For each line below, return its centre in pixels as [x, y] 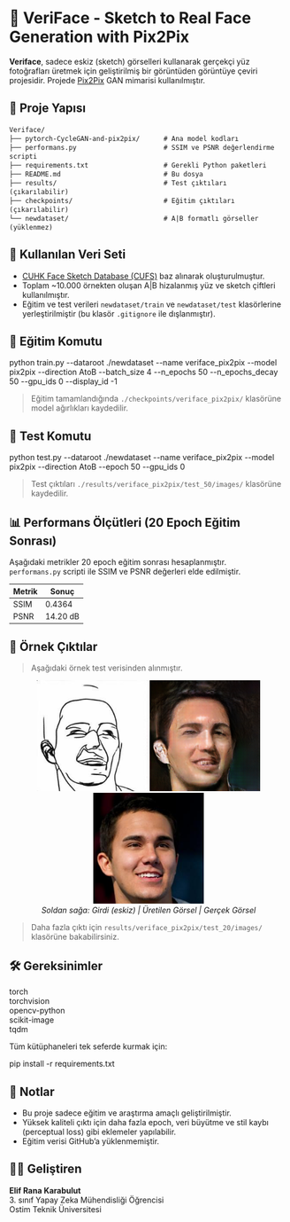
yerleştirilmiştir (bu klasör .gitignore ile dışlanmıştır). [118, 313]
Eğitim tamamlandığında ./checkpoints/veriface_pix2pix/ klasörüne [156, 399]
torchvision [30, 1001]
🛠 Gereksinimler [56, 966]
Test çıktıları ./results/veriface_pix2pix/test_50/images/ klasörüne [156, 484]
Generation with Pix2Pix [99, 37]
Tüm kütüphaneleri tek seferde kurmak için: [88, 1046]
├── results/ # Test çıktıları [118, 183]
